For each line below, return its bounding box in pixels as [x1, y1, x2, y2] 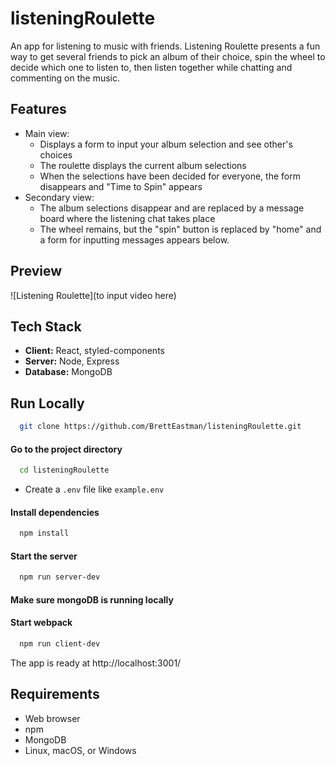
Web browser [24, 712, 81, 724]
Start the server [10, 550, 78, 562]
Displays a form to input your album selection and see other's [39, 138, 293, 150]
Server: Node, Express [24, 355, 120, 367]
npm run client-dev [19, 639, 101, 649]
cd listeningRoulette [19, 465, 110, 476]
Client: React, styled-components [24, 345, 165, 357]
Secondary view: [24, 191, 95, 203]
